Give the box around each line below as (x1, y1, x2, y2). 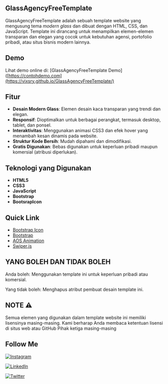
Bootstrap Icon (12, 227, 44, 233)
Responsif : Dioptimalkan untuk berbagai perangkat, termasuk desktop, (12, 117, 161, 123)
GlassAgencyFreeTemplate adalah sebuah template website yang (5, 17, 141, 23)
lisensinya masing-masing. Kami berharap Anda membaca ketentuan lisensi (5, 320, 163, 326)
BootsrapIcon (12, 199, 42, 205)
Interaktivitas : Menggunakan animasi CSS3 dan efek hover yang (12, 128, 148, 134)
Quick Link (5, 213, 39, 222)
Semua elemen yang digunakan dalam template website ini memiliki (5, 314, 146, 321)
